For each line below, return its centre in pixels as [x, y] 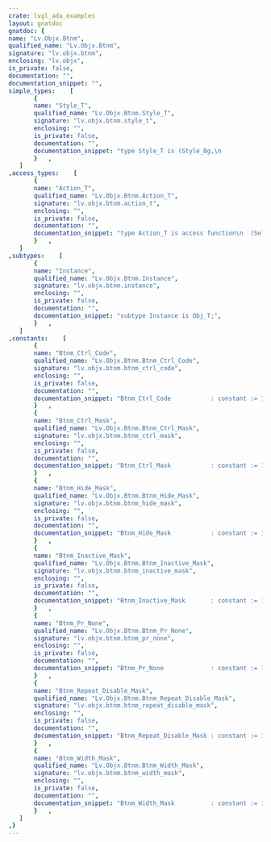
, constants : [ [38, 338]
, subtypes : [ [35, 256]
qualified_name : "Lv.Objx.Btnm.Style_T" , [104, 114]
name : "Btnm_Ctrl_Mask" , [75, 421]
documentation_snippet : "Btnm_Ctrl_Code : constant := [146, 398]
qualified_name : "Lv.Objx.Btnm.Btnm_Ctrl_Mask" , [117, 428]
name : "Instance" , [64, 271]
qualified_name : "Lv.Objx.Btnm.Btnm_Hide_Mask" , [117, 496]
